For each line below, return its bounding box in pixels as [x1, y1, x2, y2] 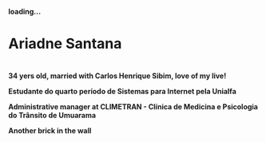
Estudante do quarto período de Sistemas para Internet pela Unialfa [8, 87, 237, 97]
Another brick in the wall [8, 126, 92, 136]
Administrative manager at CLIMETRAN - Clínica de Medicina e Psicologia [8, 102, 258, 112]
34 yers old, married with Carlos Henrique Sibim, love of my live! [8, 71, 227, 81]
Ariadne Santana [8, 35, 122, 53]
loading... [8, 7, 42, 16]
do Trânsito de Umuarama [8, 111, 97, 120]
